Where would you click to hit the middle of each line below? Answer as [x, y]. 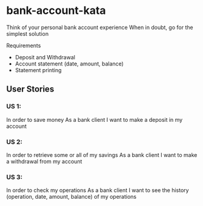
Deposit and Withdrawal [45, 57]
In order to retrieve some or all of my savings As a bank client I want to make [102, 154]
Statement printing [38, 70]
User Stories [30, 89]
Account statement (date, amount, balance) [69, 64]
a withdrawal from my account [44, 161]
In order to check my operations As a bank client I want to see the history [98, 190]
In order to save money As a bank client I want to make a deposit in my [95, 119]
